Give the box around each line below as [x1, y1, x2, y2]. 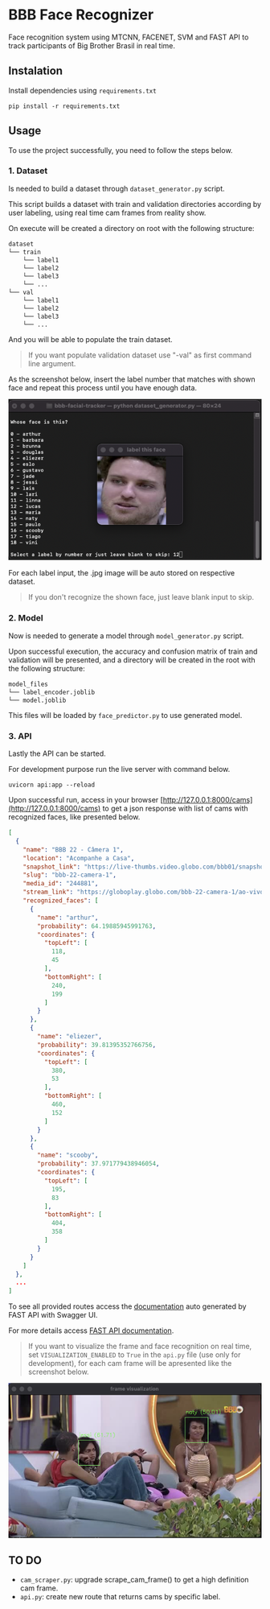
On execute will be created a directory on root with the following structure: [8, 223, 255, 233]
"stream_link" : [22, 888, 74, 897]
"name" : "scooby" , [37, 1151, 99, 1160]
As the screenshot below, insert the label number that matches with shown [8, 374, 256, 384]
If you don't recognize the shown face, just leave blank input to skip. [27, 592, 255, 602]
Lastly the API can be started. [8, 749, 106, 758]
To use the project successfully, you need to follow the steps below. [8, 145, 233, 155]
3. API [8, 730, 32, 741]
